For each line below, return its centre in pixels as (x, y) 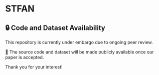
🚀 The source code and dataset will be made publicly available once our (79, 52)
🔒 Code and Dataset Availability (55, 28)
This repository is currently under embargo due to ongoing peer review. (79, 42)
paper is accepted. (25, 57)
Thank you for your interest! (34, 67)
